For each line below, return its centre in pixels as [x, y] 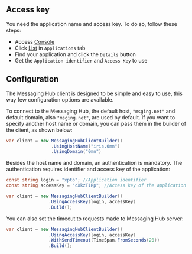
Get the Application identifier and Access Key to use [81, 60]
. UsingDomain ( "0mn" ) [76, 152]
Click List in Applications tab [50, 48]
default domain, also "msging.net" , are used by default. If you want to [91, 117]
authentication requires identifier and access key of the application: [88, 169]
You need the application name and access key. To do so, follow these [92, 24]
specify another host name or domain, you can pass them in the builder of [96, 123]
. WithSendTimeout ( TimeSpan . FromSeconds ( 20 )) [104, 240]
